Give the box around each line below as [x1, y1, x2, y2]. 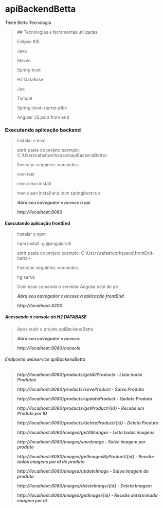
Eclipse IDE [17, 38, 40, 44]
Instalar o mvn [17, 138, 46, 144]
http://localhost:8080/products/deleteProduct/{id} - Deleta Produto [17, 420, 159, 426]
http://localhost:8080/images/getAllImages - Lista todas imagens [17, 429, 155, 435]
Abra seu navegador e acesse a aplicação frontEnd [17, 293, 124, 299]
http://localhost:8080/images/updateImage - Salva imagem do [17, 468, 149, 474]
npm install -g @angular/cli [17, 241, 72, 246]
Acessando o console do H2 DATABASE [5, 314, 87, 320]
